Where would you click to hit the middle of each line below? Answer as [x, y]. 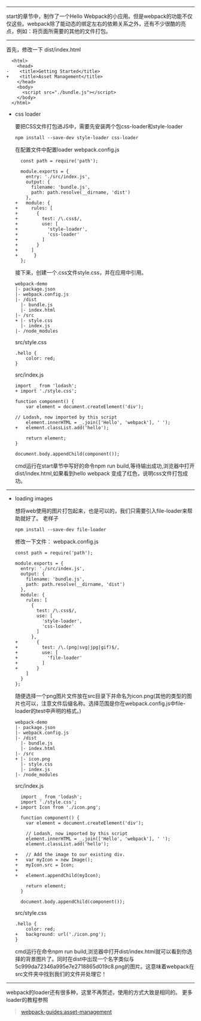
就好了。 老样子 [39, 518]
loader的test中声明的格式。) [48, 711]
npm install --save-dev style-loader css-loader [77, 138]
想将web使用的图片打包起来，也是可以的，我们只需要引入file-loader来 [101, 511]
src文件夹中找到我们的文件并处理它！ [61, 974]
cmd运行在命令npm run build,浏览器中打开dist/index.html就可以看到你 [101, 951]
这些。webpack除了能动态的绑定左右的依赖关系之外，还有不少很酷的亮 [99, 24]
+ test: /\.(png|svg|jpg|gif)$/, [67, 647]
